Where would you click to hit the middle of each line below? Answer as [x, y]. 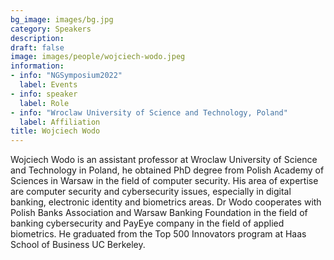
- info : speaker [44, 94]
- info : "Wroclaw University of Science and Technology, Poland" [149, 112]
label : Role [44, 103]
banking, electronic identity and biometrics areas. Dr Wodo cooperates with [166, 202]
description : [37, 38]
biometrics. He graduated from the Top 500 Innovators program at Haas [158, 234]
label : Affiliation [60, 122]
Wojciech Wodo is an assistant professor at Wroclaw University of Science [164, 160]
